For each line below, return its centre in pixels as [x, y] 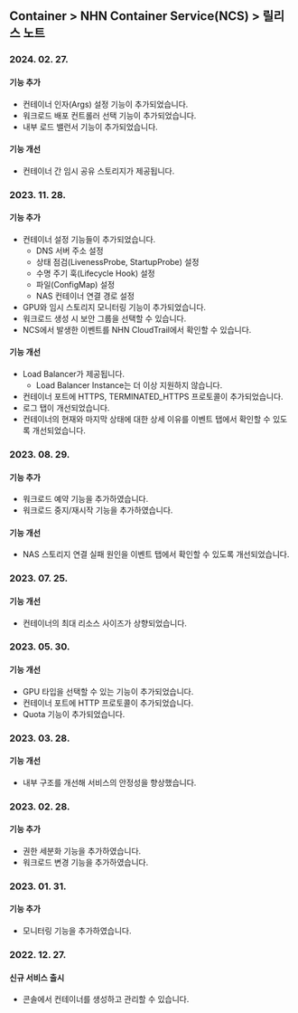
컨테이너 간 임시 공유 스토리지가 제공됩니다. [98, 171]
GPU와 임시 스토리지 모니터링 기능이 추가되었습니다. [114, 307]
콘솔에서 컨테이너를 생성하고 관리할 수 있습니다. [106, 999]
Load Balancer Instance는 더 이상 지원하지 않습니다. [129, 385]
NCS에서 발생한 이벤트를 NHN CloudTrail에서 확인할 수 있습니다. [137, 329]
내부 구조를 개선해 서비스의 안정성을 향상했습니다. [109, 782]
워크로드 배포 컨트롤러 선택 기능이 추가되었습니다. [109, 115]
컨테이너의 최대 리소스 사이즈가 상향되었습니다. [105, 623]
